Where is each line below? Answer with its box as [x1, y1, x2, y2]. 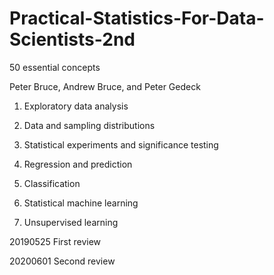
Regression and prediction [23, 158, 133, 170]
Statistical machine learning [23, 197, 139, 209]
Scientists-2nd [9, 28, 136, 51]
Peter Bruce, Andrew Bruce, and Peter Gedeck [9, 80, 201, 92]
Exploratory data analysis [23, 100, 129, 112]
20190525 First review [9, 235, 102, 247]
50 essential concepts [9, 61, 101, 73]
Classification [23, 177, 81, 189]
